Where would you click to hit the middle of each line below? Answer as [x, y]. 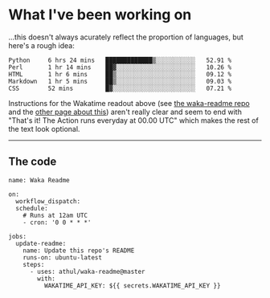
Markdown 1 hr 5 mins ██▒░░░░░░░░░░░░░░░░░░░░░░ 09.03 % [120, 81]
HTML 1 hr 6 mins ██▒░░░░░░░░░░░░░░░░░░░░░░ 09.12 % [120, 74]
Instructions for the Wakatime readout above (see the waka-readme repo [129, 103]
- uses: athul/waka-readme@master [88, 271]
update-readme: [41, 243]
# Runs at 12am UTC [55, 215]
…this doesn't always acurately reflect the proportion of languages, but [126, 37]
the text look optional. [44, 129]
